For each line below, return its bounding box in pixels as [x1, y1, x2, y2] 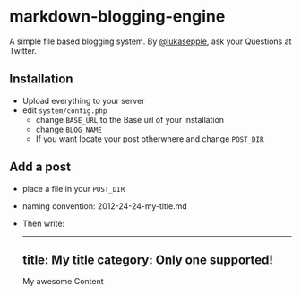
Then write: [21, 218, 65, 229]
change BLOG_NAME [35, 124, 103, 134]
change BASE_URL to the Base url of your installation [35, 114, 225, 125]
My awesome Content [21, 276, 105, 287]
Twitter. [9, 45, 38, 56]
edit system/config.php [21, 105, 107, 116]
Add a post [9, 160, 72, 175]
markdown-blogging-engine [9, 6, 226, 27]
